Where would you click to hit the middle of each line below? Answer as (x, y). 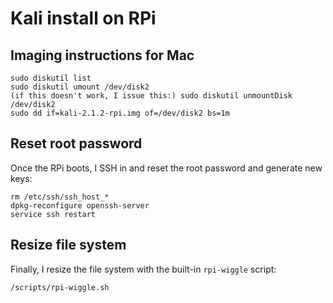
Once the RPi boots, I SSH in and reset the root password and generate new (166, 168)
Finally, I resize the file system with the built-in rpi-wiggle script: (143, 269)
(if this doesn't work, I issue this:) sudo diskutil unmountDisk (151, 96)
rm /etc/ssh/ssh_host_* (60, 197)
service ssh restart (53, 214)
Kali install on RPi (83, 18)
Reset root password (76, 143)
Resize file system (68, 245)
